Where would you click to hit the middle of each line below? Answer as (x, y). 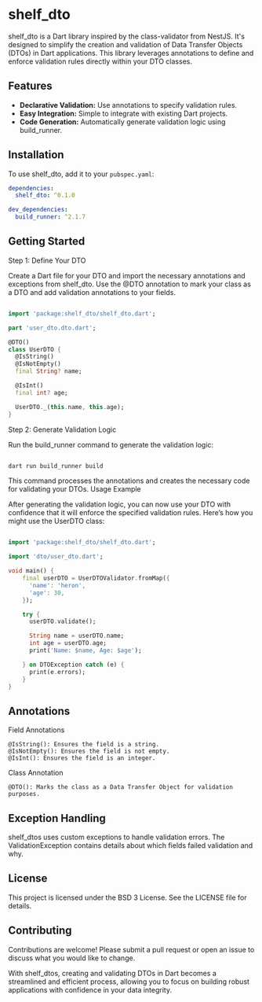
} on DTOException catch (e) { (73, 665)
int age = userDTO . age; (68, 643)
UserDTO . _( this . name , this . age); (70, 407)
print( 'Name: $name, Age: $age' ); (86, 650)
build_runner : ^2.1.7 (51, 217)
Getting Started (47, 241)
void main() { (31, 571)
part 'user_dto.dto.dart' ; (52, 328)
